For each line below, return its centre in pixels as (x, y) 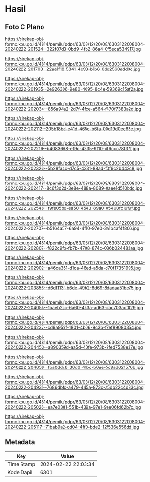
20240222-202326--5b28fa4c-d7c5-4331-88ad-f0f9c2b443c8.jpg (74, 168)
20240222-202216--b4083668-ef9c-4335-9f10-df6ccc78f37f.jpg (72, 149)
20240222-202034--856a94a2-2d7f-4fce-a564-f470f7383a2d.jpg (73, 109)
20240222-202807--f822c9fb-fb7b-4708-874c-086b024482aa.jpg (74, 248)
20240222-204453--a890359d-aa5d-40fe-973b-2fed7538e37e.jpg (74, 347)
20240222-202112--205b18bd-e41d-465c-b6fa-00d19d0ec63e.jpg (73, 129)
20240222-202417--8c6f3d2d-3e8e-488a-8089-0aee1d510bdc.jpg (74, 188)
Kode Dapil (20, 472)
